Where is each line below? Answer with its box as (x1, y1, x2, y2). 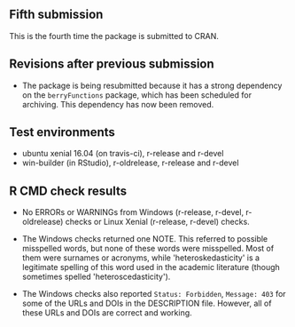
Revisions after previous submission (9, 57, 214, 72)
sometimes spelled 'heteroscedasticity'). (21, 271, 171, 283)
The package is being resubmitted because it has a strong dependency (21, 80, 283, 91)
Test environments (9, 124, 115, 140)
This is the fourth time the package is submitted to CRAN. (9, 30, 220, 41)
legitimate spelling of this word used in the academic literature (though (21, 262, 281, 273)
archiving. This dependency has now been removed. (21, 99, 214, 109)
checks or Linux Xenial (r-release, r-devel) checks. (65, 217, 250, 227)
